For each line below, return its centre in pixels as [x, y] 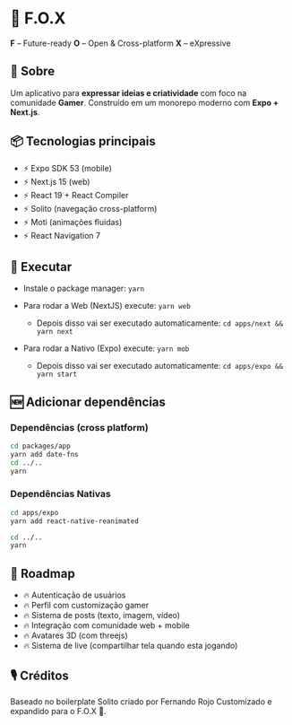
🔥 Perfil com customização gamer [86, 606]
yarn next [55, 332]
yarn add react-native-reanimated [75, 521]
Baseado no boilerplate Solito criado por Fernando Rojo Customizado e [141, 701]
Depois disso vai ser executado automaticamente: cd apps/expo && [160, 366]
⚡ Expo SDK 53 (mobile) [68, 168]
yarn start [57, 375]
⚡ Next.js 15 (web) [56, 181]
